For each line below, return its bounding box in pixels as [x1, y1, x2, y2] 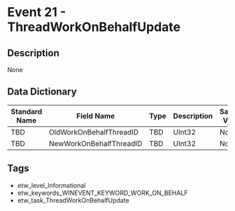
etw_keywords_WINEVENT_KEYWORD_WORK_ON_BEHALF [17, 189, 188, 197]
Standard [10, 107, 43, 116]
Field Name [76, 111, 115, 121]
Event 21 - [7, 4, 66, 20]
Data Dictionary [7, 86, 77, 98]
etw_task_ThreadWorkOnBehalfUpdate [17, 196, 129, 204]
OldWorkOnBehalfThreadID [48, 127, 139, 137]
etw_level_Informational [17, 181, 86, 189]
